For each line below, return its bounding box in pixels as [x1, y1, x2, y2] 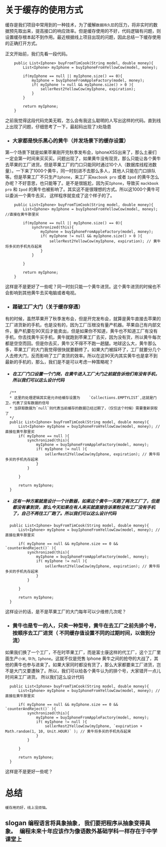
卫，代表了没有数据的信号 [5, 401, 49, 405]
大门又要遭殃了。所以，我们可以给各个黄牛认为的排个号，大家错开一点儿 [13, 668, 161, 674]
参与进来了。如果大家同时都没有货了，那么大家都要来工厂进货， [26, 661, 157, 667]
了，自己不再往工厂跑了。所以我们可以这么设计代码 [12, 511, 117, 517]
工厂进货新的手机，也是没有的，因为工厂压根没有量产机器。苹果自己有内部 [5, 322, 157, 327]
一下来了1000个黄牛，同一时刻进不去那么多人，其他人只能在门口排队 [15, 168, 156, 174]
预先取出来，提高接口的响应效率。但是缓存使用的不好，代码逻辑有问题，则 [9, 28, 161, 34]
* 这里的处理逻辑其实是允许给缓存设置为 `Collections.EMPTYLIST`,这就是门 [9, 395, 157, 400]
